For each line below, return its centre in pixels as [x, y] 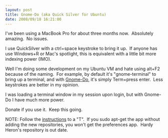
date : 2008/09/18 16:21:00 [33, 19]
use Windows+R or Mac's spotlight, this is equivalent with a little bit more [81, 54]
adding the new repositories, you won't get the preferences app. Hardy [79, 125]
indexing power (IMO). [28, 59]
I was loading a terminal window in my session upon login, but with [74, 95]
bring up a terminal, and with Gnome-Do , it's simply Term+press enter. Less [84, 80]
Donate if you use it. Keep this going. [44, 110]
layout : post [19, 10]
